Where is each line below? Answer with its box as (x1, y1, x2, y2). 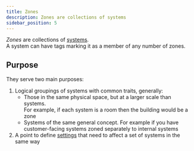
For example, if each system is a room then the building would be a (23, 106, 189, 113)
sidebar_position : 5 (6, 20, 58, 26)
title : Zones (6, 8, 39, 15)
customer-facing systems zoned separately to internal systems (23, 125, 179, 132)
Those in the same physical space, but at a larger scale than (23, 94, 171, 101)
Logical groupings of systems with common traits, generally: (14, 87, 164, 94)
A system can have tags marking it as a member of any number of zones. (6, 42, 186, 50)
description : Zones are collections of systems (6, 14, 127, 20)
